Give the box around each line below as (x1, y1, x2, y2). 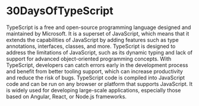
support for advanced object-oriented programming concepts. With (6, 55, 172, 62)
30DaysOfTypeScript (6, 4, 114, 18)
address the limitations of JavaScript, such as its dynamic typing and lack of (6, 49, 193, 56)
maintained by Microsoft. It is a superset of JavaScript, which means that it (6, 30, 189, 37)
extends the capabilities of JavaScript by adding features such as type (6, 36, 179, 43)
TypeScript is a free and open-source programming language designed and (6, 24, 191, 31)
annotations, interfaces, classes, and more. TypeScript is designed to (6, 43, 176, 50)
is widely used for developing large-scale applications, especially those (6, 86, 181, 94)
